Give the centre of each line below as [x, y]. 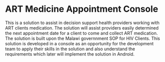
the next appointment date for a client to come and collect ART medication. [82, 33]
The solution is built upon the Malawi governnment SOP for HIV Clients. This [83, 38]
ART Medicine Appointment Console [82, 9]
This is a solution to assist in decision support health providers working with [82, 23]
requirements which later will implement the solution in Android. [70, 54]
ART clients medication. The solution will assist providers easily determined [82, 28]
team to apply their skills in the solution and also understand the [70, 49]
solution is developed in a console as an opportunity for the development [80, 43]
